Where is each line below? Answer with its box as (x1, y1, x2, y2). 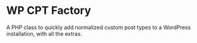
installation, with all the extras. (6, 30, 82, 37)
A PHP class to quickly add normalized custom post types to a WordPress (6, 24, 191, 31)
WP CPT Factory (6, 4, 91, 18)
